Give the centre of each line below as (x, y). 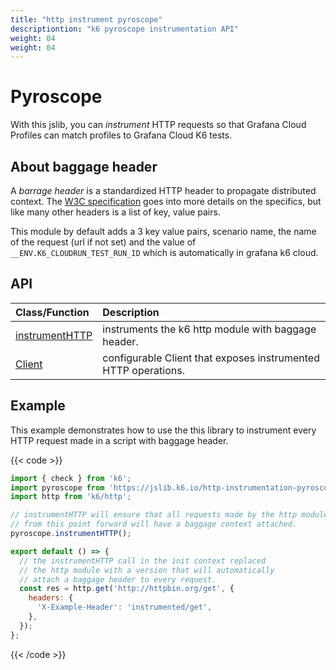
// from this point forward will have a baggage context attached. (154, 524)
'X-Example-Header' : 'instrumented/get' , (124, 607)
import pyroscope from (57, 487)
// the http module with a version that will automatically (147, 570)
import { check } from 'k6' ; (71, 478)
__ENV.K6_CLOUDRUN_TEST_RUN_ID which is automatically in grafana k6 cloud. (164, 252)
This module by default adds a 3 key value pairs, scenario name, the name (163, 231)
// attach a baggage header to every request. (118, 579)
